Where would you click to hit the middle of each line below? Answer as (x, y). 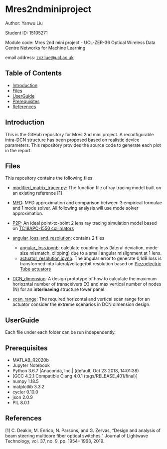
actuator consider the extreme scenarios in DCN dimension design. (81, 304)
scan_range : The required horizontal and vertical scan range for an (81, 299)
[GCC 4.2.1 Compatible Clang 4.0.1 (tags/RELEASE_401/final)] (75, 376)
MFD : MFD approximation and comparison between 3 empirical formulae (87, 203)
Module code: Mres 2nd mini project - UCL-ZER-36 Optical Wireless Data (80, 42)
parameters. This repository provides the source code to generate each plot (83, 145)
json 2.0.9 (23, 397)
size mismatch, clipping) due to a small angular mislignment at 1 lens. (91, 253)
